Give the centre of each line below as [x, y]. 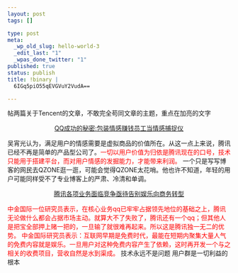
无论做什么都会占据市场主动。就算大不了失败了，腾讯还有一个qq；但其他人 [117, 218]
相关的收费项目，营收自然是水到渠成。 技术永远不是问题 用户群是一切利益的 [118, 253]
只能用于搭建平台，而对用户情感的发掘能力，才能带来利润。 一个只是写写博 [117, 161]
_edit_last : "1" [38, 53]
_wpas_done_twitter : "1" [50, 60]
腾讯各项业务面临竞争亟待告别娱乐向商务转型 [119, 194]
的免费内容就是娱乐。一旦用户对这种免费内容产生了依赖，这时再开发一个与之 [119, 245]
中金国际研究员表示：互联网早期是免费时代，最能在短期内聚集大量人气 [124, 235]
